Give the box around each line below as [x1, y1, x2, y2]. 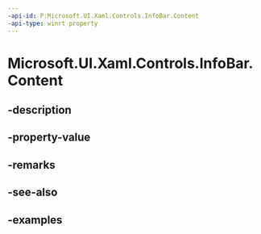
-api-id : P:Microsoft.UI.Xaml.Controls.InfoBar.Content [7, 11, 199, 20]
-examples [7, 213, 63, 227]
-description [7, 103, 72, 117]
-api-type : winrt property [7, 19, 98, 27]
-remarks [7, 158, 56, 172]
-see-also [7, 186, 58, 199]
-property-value [7, 131, 91, 144]
